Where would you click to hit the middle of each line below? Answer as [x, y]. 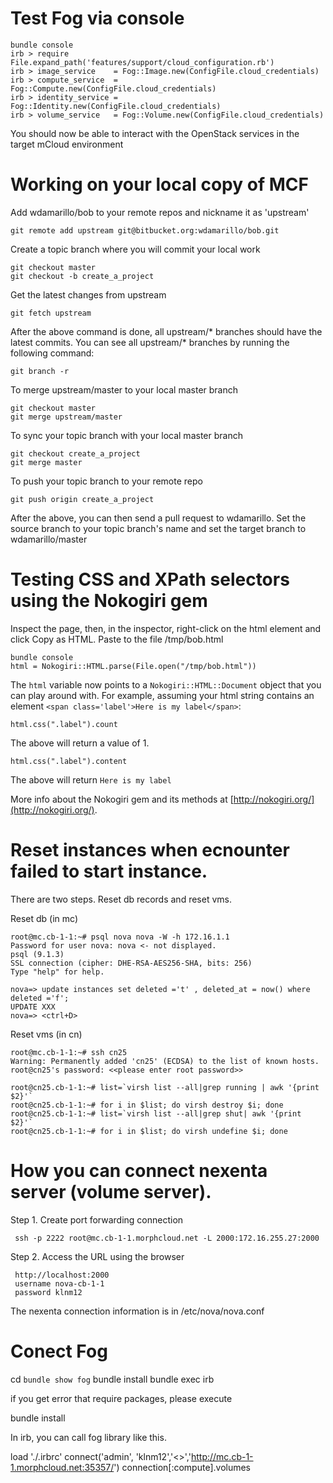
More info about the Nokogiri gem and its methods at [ [122, 799]
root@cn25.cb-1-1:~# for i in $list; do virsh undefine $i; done [149, 1131]
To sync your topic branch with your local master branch [126, 435]
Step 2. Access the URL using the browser [97, 1256]
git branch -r [40, 371]
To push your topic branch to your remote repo [106, 481]
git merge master [46, 462]
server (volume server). [111, 1191]
